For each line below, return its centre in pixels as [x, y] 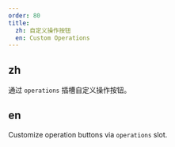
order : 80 [25, 15]
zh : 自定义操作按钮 [43, 30]
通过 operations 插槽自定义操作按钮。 [70, 90]
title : [19, 23]
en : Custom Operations [53, 38]
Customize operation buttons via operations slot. [88, 134]
